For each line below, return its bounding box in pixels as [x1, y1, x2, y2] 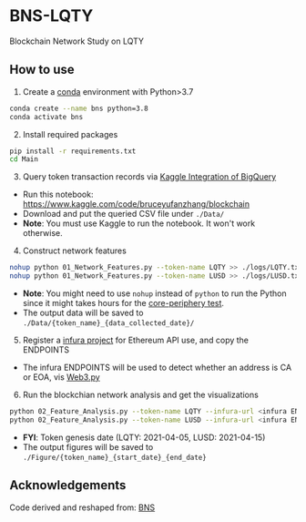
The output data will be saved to [22, 307, 144, 318]
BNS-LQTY [9, 5, 94, 26]
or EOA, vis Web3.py [22, 372, 100, 383]
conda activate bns [9, 112, 84, 121]
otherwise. [22, 228, 64, 239]
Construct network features [22, 245, 127, 256]
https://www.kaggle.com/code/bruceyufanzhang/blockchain [22, 199, 250, 210]
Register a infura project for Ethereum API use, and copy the [22, 334, 249, 345]
